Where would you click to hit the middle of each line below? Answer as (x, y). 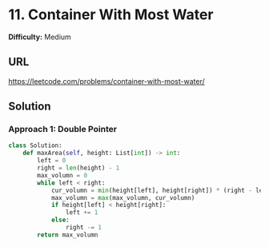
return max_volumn (68, 235)
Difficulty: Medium (40, 37)
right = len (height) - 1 (78, 168)
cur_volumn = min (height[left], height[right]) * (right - (151, 190)
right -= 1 (84, 228)
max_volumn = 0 (62, 175)
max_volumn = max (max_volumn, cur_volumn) (123, 197)
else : (60, 220)
